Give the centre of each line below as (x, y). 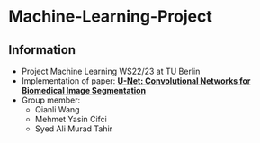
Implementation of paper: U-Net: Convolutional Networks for (136, 81)
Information (42, 50)
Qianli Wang (57, 109)
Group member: (51, 100)
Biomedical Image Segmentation (83, 90)
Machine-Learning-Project (110, 17)
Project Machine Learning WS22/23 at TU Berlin (111, 71)
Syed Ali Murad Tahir (74, 129)
